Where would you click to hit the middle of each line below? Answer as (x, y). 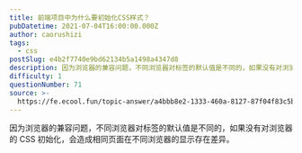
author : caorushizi (46, 34)
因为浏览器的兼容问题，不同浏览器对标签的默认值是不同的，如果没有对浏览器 (151, 128)
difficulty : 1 (36, 76)
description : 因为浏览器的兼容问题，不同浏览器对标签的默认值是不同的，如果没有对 (146, 68)
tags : (19, 43)
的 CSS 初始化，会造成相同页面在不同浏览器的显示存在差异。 (122, 139)
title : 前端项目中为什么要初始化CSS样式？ (80, 18)
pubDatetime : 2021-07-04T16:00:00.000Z (84, 26)
